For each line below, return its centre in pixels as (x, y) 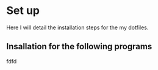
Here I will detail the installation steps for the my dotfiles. (77, 27)
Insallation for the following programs (79, 47)
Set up (23, 11)
